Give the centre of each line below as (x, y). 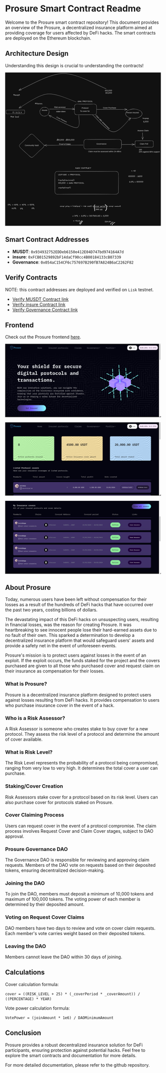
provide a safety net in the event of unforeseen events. (61, 646)
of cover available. (24, 739)
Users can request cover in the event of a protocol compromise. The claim (81, 826)
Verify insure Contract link (39, 304)
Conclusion (23, 1033)
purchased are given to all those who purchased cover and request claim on (83, 666)
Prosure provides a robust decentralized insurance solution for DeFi (74, 1045)
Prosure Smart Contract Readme (73, 9)
